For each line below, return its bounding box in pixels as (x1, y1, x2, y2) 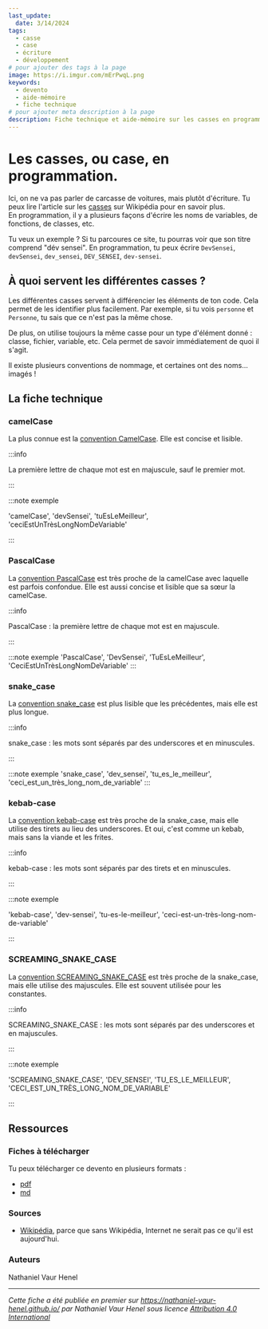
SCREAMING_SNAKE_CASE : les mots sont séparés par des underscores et (8, 1019, 255, 1030)
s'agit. (8, 345, 30, 354)
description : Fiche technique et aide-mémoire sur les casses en (8, 116, 230, 124)
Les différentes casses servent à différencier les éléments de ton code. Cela (8, 295, 259, 305)
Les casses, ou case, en (8, 150, 170, 168)
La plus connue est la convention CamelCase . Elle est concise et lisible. (8, 434, 243, 444)
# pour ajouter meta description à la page (8, 109, 156, 117)
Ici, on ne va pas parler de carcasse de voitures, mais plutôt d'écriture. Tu (8, 193, 250, 203)
